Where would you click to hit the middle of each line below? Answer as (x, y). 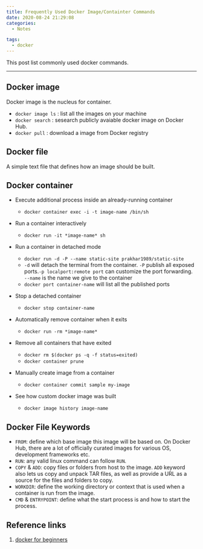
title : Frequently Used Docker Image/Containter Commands (81, 12)
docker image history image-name (66, 409)
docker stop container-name (59, 308)
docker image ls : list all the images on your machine (81, 113)
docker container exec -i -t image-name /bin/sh (86, 212)
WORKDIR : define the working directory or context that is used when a (100, 487)
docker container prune (54, 362)
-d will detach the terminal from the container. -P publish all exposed (109, 265)
